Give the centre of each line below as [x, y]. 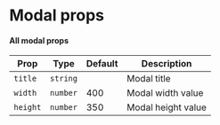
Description [167, 64]
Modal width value [165, 93]
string [64, 79]
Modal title [149, 79]
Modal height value [167, 107]
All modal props [39, 40]
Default [102, 64]
